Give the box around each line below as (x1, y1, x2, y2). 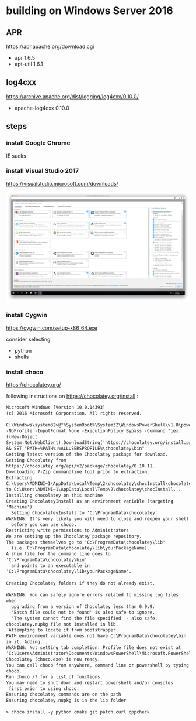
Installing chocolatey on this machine (6, 493, 103, 498)
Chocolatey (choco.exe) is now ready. (6, 657, 100, 662)
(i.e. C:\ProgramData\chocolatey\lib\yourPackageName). (11, 545, 150, 551)
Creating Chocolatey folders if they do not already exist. (6, 580, 156, 586)
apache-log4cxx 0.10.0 (14, 104, 70, 111)
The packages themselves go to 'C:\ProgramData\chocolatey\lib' (6, 539, 166, 545)
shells (14, 353, 29, 360)
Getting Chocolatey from (6, 457, 66, 463)
